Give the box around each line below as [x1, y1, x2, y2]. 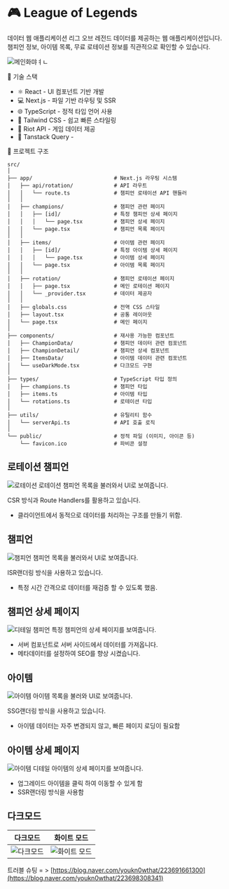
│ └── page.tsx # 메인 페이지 [7, 318, 148, 326]
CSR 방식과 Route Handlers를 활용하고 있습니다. [7, 496, 141, 504]
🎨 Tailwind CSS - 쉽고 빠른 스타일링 [17, 116, 117, 124]
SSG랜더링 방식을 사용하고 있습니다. [7, 706, 106, 716]
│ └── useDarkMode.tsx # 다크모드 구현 [7, 362, 153, 369]
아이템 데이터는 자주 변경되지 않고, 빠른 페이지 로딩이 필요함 [17, 722, 181, 730]
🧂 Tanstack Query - [17, 132, 74, 140]
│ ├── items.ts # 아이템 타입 [7, 390, 148, 397]
